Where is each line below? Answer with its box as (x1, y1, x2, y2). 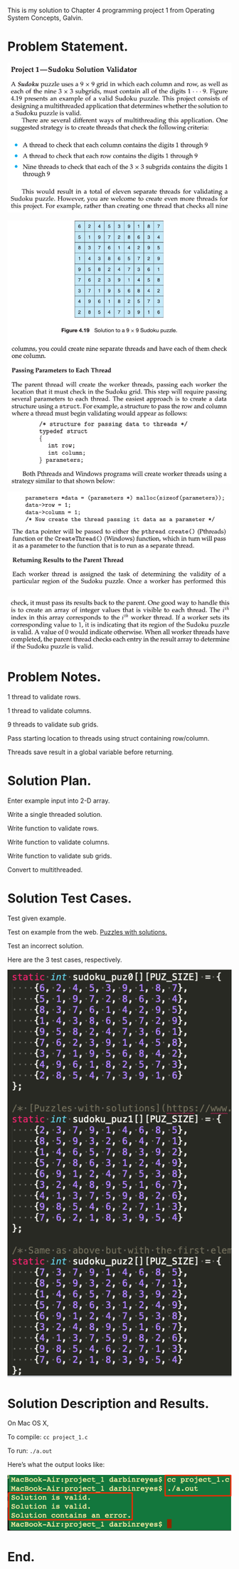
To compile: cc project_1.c (7, 1433, 88, 1441)
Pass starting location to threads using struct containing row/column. (7, 734, 210, 742)
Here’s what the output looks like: (7, 1461, 105, 1469)
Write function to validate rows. (7, 823, 100, 833)
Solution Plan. (7, 773, 92, 789)
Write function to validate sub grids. (7, 851, 112, 860)
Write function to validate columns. (7, 838, 110, 846)
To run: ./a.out (7, 1446, 53, 1455)
